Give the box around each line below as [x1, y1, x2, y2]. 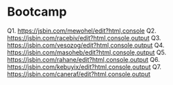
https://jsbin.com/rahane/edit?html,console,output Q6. [7, 55, 161, 63]
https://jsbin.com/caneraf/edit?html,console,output [7, 69, 150, 78]
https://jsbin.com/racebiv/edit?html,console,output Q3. [7, 33, 161, 41]
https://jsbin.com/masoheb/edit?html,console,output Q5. [7, 48, 166, 56]
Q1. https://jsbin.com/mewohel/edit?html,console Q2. [7, 27, 157, 35]
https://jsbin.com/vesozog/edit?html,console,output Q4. [7, 41, 165, 49]
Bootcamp [7, 4, 67, 20]
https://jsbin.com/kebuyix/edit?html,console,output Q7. [7, 63, 162, 71]
